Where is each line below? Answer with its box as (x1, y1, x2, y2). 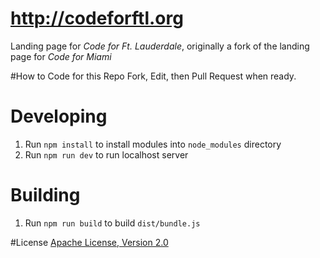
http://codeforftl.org (10, 7, 184, 30)
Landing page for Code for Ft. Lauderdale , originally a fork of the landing (10, 40, 310, 52)
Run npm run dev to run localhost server (24, 148, 189, 161)
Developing (10, 105, 108, 128)
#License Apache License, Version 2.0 (10, 236, 169, 248)
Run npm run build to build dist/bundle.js (24, 217, 201, 229)
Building (10, 184, 81, 207)
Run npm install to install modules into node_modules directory (24, 138, 282, 150)
